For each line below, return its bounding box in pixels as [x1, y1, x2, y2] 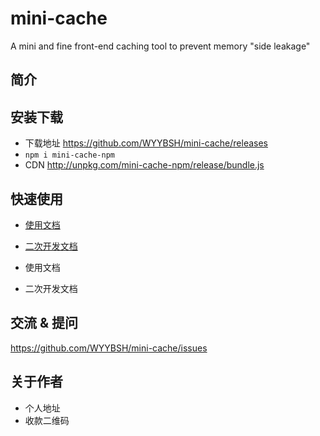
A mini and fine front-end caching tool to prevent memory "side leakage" [10, 40, 311, 52]
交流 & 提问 [10, 315, 79, 332]
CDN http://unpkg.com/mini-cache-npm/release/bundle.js [24, 159, 265, 171]
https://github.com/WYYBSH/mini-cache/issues [10, 342, 208, 354]
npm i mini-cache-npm [24, 150, 115, 161]
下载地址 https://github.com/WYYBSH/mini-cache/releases [24, 137, 268, 149]
